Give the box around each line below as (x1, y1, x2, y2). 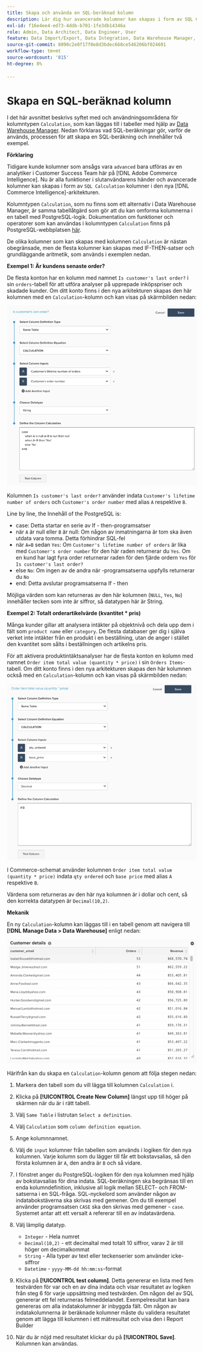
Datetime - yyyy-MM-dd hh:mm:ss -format (24, 1265, 122, 1273)
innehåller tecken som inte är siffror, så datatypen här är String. (7, 598, 164, 605)
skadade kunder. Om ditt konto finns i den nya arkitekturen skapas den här (7, 287, 192, 295)
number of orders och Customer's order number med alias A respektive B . (7, 498, 187, 506)
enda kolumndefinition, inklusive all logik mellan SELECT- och (15, 1184, 168, 1191)
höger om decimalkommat (24, 1246, 90, 1253)
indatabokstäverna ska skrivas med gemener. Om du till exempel (15, 1197, 176, 1204)
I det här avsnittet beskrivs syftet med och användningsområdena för (7, 114, 178, 121)
